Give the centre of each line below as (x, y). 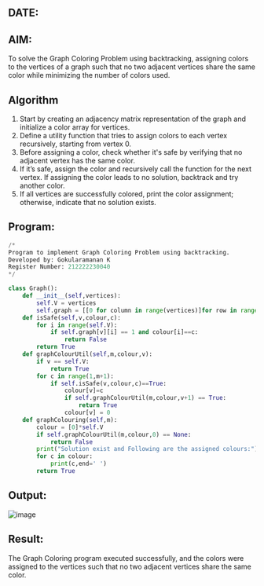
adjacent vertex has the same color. (77, 161)
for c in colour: (64, 456)
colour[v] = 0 (87, 413)
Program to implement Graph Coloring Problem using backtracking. (119, 252)
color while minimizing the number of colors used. (89, 75)
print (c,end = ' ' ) (79, 464)
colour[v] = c (84, 391)
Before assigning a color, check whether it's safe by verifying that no (131, 152)
